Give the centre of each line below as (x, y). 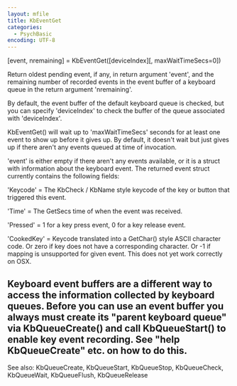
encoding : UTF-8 (31, 41)
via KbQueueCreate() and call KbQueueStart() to (117, 328)
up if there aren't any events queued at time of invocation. (92, 147)
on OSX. (20, 262)
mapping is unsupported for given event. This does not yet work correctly (115, 254)
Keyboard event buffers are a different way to (110, 284)
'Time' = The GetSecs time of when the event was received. (95, 211)
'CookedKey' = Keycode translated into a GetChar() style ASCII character (114, 239)
